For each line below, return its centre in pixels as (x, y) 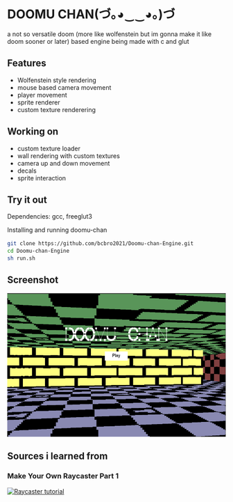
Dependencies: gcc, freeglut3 (50, 217)
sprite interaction (42, 178)
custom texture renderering (56, 109)
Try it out (27, 199)
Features (27, 63)
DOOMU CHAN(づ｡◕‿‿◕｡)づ (91, 14)
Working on (33, 132)
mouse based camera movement (64, 87)
